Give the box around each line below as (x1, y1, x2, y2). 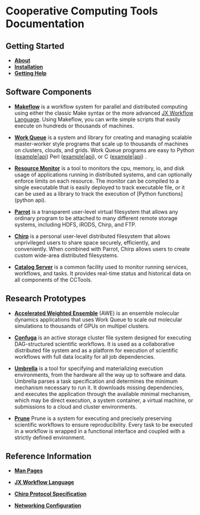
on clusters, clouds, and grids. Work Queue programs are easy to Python (14, 146, 195, 154)
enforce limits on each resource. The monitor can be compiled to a (14, 177, 179, 184)
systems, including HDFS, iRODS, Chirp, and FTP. (14, 221, 137, 228)
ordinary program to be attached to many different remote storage (14, 215, 178, 222)
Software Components (5, 87, 92, 97)
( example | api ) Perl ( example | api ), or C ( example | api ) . (14, 153, 147, 160)
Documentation (5, 17, 85, 31)
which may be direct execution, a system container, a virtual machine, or (14, 397, 193, 404)
